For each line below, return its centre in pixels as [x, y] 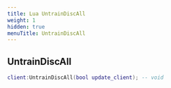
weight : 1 [22, 20]
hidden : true [26, 27]
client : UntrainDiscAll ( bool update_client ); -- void [85, 78]
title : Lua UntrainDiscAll [46, 14]
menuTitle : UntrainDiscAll [46, 33]
